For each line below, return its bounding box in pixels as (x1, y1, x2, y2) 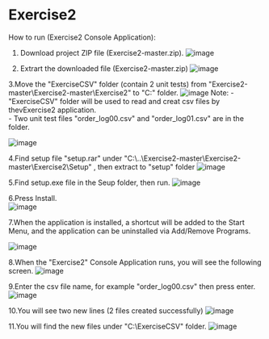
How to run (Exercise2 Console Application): (8, 32, 156, 42)
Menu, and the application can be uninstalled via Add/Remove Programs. (8, 226, 251, 236)
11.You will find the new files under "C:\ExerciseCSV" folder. (8, 321, 208, 331)
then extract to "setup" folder (97, 161, 195, 171)
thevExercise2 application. (8, 105, 97, 115)
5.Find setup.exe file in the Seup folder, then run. (8, 178, 170, 187)
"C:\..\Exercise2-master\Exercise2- (124, 153, 242, 163)
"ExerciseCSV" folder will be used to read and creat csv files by (8, 96, 221, 106)
